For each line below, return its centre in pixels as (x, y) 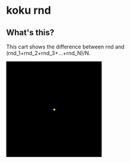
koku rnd (29, 10)
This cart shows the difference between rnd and (65, 47)
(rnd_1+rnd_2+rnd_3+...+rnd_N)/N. (48, 53)
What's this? (30, 33)
